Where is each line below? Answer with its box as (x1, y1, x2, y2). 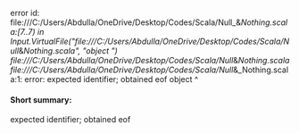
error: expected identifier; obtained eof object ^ (24, 74, 199, 84)
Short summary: (10, 94, 72, 105)
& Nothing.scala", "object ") (18, 46, 119, 56)
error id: (10, 8, 40, 18)
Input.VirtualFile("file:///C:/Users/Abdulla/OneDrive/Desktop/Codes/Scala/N (10, 36, 290, 46)
